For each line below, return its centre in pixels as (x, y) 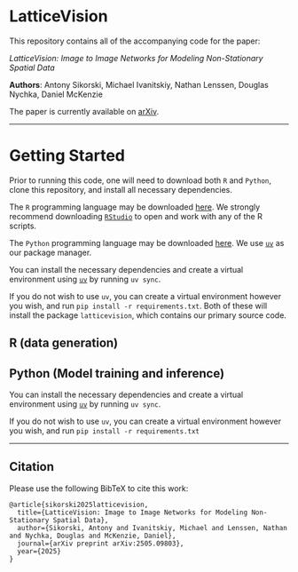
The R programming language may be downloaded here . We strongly (135, 207)
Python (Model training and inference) (117, 373)
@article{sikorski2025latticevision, (79, 504)
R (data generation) (64, 343)
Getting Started (67, 156)
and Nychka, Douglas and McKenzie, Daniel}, (93, 536)
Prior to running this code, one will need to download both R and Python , (141, 180)
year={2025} (39, 551)
